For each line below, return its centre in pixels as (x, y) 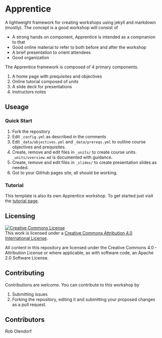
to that (18, 42)
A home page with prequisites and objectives (57, 76)
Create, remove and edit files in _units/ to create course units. (74, 152)
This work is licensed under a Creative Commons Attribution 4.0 (69, 233)
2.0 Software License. (27, 258)
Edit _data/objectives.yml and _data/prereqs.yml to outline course (79, 142)
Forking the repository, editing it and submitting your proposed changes (84, 299)
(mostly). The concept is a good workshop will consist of (62, 27)
